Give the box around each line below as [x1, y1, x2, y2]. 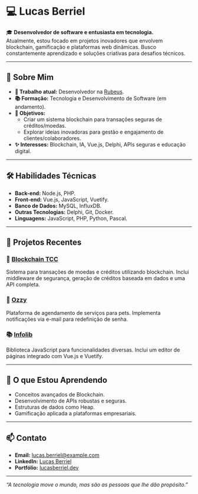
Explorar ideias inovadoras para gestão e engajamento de [23, 128, 164, 135]
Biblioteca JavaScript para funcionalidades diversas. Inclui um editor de [6, 346, 180, 353]
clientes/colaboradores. [23, 134, 81, 142]
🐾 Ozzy [6, 296, 27, 304]
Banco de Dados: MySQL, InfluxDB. [14, 202, 102, 209]
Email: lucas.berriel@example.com [14, 451, 100, 459]
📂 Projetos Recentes [6, 237, 82, 247]
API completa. [6, 281, 40, 288]
